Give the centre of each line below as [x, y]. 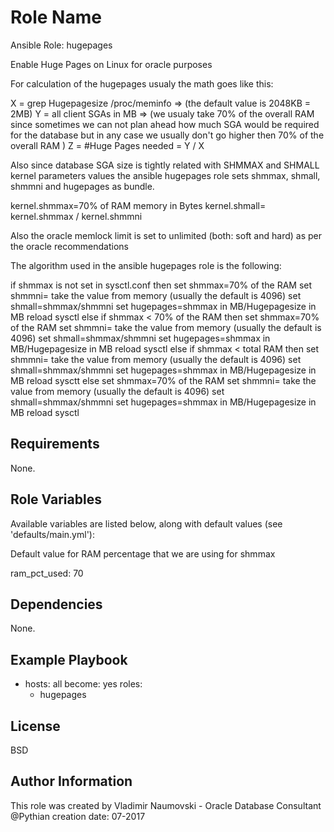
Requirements [55, 444]
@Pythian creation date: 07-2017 [78, 816]
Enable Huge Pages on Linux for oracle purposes [111, 64]
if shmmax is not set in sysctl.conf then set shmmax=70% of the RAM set [161, 285]
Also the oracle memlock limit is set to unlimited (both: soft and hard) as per [166, 235]
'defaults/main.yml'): [52, 534]
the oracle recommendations [69, 246]
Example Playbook [69, 659]
